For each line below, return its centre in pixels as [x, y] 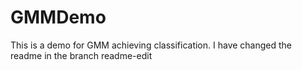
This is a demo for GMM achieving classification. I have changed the [151, 45]
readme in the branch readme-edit [81, 55]
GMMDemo [58, 17]
